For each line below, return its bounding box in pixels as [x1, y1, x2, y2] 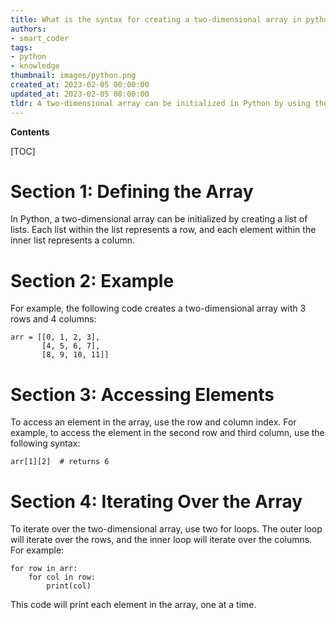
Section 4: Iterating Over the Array [10, 490, 303, 513]
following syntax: [10, 437, 81, 450]
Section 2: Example [10, 269, 175, 292]
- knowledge [10, 61, 60, 71]
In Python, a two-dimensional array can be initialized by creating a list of [10, 213, 308, 225]
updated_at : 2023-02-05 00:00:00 [10, 89, 150, 99]
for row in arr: [10, 564, 78, 574]
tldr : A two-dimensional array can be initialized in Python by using [10, 98, 311, 108]
